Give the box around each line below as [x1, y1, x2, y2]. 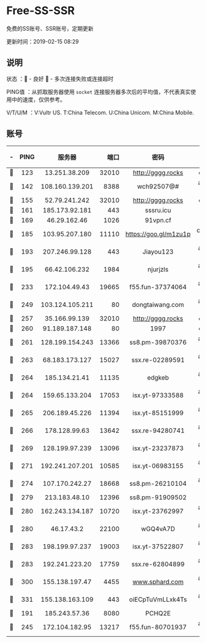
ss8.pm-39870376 [129, 338, 187, 346]
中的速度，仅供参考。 [11, 96, 66, 103]
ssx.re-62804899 [131, 559, 185, 568]
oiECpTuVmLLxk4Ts [129, 595, 187, 604]
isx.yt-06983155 [132, 461, 184, 470]
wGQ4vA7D [140, 524, 175, 533]
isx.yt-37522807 [132, 542, 184, 550]
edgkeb [147, 373, 169, 381]
